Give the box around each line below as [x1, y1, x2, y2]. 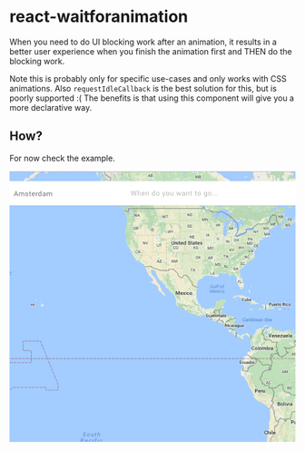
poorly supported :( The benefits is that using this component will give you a [9, 93, 295, 103]
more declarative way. [9, 102, 93, 113]
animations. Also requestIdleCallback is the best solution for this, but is [9, 83, 277, 93]
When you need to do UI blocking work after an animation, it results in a [9, 36, 277, 47]
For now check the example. [9, 152, 115, 163]
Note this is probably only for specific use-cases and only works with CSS [9, 73, 288, 83]
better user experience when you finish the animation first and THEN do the [9, 45, 292, 56]
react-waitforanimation [9, 6, 189, 27]
